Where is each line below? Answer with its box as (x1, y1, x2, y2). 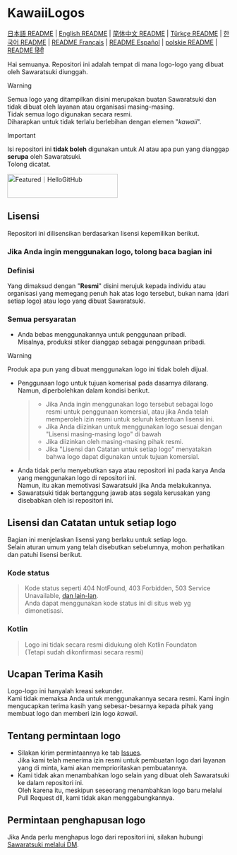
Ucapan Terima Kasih (7, 669, 104, 681)
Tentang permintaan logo (7, 729, 121, 742)
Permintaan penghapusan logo (7, 814, 146, 826)
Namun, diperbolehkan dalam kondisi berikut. (17, 386, 150, 395)
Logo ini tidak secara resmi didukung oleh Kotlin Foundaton (24, 640, 197, 649)
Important (7, 131, 36, 139)
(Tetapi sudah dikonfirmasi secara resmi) (24, 647, 144, 656)
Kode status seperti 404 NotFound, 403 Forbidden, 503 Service (24, 584, 211, 592)
